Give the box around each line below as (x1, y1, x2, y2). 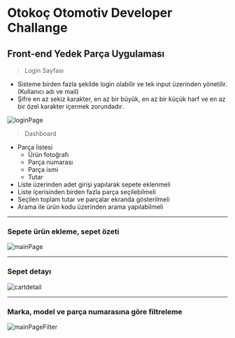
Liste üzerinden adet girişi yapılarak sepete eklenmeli (17, 180, 171, 189)
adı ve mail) (45, 88, 79, 95)
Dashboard (24, 130, 57, 137)
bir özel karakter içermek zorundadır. (17, 102, 124, 110)
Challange (7, 20, 68, 36)
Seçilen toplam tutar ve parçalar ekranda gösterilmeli (17, 195, 170, 203)
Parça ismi (27, 165, 58, 173)
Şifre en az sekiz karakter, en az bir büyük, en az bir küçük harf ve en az (17, 95, 226, 103)
